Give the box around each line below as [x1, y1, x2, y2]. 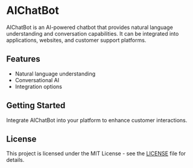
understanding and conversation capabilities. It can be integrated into [6, 30, 179, 37]
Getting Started [6, 100, 66, 111]
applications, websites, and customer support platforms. [6, 36, 147, 44]
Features [6, 54, 40, 64]
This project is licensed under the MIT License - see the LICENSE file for [6, 150, 186, 157]
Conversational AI [14, 76, 60, 83]
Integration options [14, 83, 62, 90]
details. [6, 157, 25, 164]
